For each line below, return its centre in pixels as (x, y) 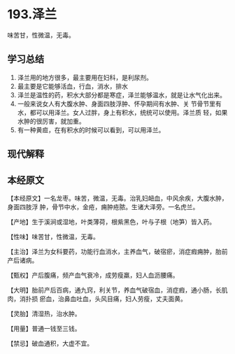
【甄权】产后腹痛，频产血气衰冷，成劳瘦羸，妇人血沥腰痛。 (93, 275)
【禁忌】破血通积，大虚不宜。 (50, 343)
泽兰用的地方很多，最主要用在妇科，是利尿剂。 (85, 77)
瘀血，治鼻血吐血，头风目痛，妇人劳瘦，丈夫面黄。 (113, 299)
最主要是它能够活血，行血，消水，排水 (72, 86)
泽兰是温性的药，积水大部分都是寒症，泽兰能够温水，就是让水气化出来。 (121, 94)
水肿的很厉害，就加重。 (51, 121)
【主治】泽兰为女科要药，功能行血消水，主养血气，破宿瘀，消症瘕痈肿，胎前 (117, 251)
